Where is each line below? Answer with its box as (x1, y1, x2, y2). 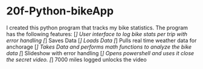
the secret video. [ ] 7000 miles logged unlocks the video (6, 56, 147, 63)
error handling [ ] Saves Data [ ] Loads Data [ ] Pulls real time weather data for (6, 37, 197, 44)
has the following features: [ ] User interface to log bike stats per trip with (6, 30, 188, 37)
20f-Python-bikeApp (6, 4, 114, 18)
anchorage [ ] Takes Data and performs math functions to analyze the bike (6, 43, 192, 50)
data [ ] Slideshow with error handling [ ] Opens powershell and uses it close (6, 49, 195, 56)
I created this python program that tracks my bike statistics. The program (6, 24, 188, 31)
